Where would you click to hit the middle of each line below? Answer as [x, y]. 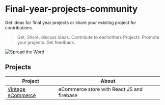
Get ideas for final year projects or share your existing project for [71, 22]
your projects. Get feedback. [46, 42]
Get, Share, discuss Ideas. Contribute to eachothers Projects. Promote [88, 37]
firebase [68, 95]
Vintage [16, 89]
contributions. [19, 27]
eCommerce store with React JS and [100, 89]
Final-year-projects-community [71, 9]
